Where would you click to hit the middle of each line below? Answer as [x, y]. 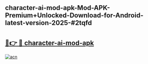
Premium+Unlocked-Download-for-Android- [74, 16]
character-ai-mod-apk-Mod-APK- [58, 8]
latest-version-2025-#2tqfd [49, 23]
